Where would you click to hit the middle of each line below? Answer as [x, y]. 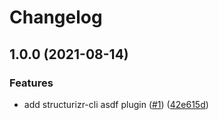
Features [31, 83]
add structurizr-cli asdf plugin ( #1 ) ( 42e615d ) [116, 104]
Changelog [56, 17]
